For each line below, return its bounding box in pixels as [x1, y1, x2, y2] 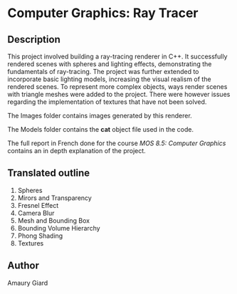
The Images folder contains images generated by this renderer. [7, 112, 192, 120]
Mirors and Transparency [17, 194, 93, 202]
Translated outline [7, 167, 90, 179]
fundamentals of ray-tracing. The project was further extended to [7, 68, 199, 75]
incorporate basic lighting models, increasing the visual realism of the [7, 75, 211, 83]
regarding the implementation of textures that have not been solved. [7, 98, 207, 106]
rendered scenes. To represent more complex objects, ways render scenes [7, 83, 228, 90]
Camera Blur [17, 209, 55, 217]
